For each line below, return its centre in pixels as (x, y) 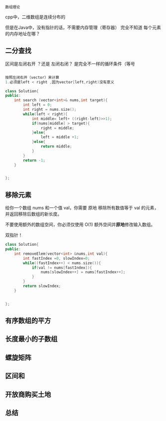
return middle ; (56, 146)
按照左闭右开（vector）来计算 (32, 77)
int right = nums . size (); (50, 110)
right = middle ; (57, 128)
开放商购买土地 (28, 394)
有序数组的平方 (28, 321)
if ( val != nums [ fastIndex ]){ (62, 268)
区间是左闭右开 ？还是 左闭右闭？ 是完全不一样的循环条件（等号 (70, 64)
